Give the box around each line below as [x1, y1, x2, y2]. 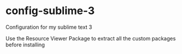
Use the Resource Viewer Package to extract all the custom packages [5, 35, 176, 42]
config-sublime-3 [5, 4, 95, 18]
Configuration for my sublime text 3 [5, 23, 92, 31]
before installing [5, 41, 45, 48]
